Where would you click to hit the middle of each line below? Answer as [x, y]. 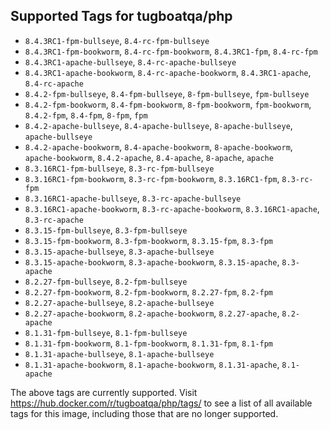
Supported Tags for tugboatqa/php [121, 16]
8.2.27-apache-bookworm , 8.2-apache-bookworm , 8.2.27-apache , [152, 313]
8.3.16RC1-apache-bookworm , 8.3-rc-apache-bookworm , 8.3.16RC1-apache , [172, 208]
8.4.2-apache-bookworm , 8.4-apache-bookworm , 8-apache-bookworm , [158, 146]
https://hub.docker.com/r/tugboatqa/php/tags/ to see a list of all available [161, 403]
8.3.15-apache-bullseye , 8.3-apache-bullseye [119, 251]
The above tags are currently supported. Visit [104, 392]
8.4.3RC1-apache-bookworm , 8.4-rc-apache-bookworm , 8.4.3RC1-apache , [168, 72]
